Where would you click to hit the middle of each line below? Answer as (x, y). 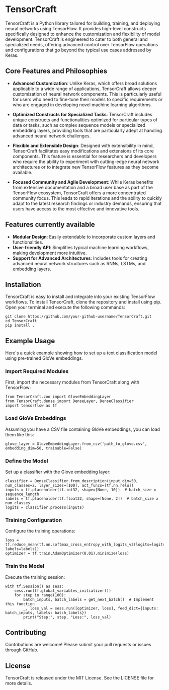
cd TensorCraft (21, 321)
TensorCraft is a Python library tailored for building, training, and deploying (83, 23)
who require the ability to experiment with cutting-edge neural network (86, 162)
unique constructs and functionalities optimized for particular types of (85, 120)
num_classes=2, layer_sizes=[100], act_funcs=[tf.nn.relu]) (70, 486)
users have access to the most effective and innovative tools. (76, 209)
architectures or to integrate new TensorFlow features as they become (86, 167)
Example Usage (30, 341)
